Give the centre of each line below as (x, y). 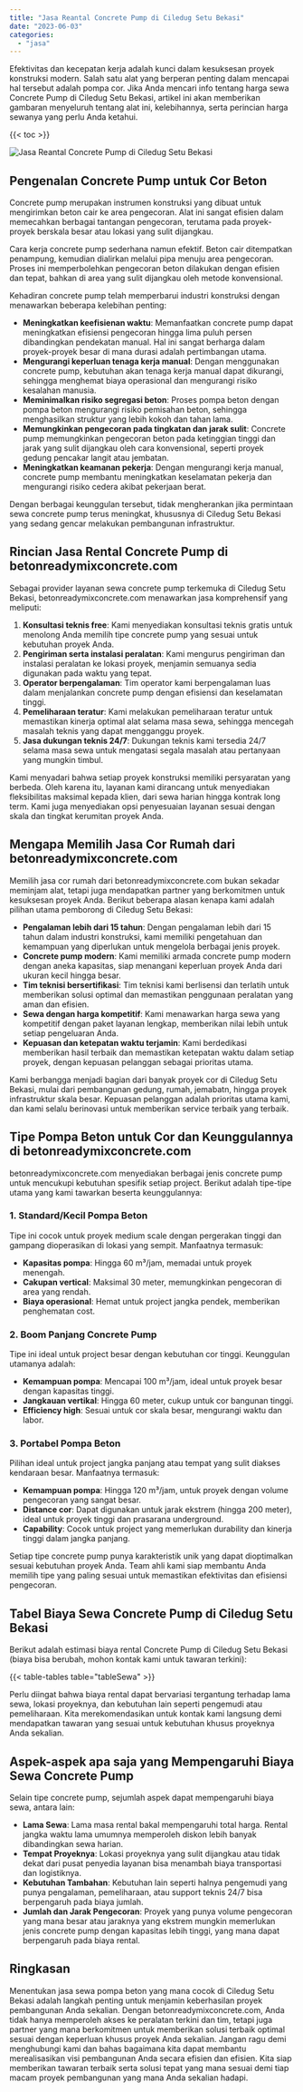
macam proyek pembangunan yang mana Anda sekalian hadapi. (129, 2077)
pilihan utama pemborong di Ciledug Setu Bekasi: (101, 909)
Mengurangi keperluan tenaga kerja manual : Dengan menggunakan (151, 362)
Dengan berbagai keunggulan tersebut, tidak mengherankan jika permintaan (151, 504)
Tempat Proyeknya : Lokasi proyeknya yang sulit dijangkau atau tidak (151, 1854)
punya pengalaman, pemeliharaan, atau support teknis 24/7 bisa (142, 1892)
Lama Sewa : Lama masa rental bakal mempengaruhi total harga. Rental (155, 1825)
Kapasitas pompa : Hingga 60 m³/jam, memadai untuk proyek (137, 1263)
